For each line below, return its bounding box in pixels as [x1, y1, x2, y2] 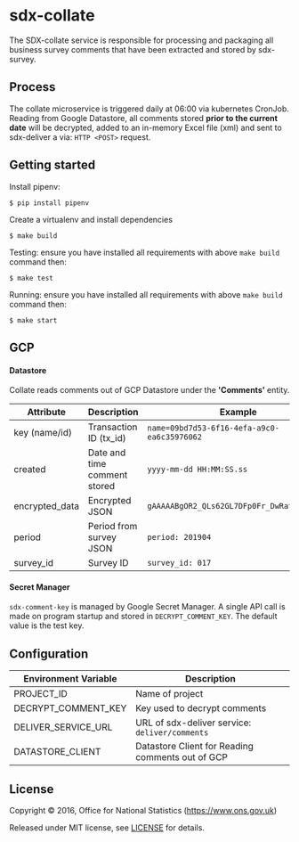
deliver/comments [134, 728, 209, 738]
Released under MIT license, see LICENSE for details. [9, 822, 205, 833]
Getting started [9, 158, 96, 173]
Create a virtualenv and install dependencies [9, 214, 174, 225]
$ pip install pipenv [9, 198, 90, 208]
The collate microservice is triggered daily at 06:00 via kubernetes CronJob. [9, 103, 289, 114]
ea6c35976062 [147, 432, 203, 442]
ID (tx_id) [87, 432, 126, 445]
